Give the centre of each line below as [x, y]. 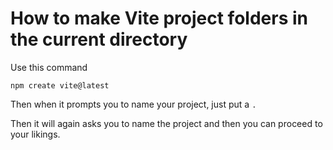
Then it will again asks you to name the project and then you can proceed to [166, 123]
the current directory [99, 39]
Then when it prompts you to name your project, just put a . [133, 104]
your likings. [35, 134]
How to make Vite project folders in [159, 18]
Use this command [49, 67]
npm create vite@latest [60, 85]
